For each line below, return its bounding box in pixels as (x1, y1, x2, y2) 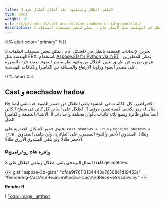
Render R (5, 184, 25, 190)
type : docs (5, 12, 27, 17)
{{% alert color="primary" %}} (5, 39, 67, 45)
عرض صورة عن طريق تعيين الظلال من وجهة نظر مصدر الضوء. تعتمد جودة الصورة (5, 59, 154, 65)
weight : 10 (5, 16, 27, 21)
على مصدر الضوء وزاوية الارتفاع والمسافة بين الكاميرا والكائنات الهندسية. (5, 64, 137, 70)
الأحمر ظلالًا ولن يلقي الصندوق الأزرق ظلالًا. (5, 136, 83, 142)
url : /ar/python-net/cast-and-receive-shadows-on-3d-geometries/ (5, 21, 141, 26)
